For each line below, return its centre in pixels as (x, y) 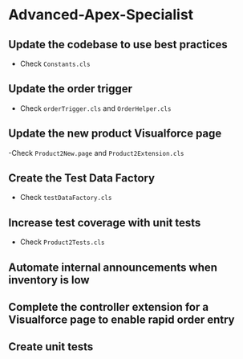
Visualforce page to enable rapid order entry (121, 320)
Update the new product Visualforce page (115, 134)
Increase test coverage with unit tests (105, 222)
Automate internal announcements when (113, 267)
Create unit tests (51, 347)
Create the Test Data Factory (81, 178)
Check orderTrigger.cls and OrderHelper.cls (95, 108)
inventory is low (49, 280)
